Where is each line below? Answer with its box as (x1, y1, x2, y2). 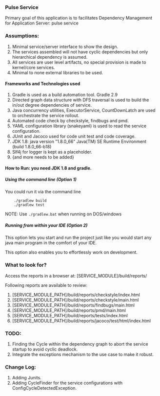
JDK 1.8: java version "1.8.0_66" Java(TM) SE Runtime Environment (12, 139, 147, 144)
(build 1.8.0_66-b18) (12, 143, 52, 149)
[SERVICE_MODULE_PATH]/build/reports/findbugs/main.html (12, 302, 135, 308)
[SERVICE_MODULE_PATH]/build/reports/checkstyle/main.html (12, 297, 139, 303)
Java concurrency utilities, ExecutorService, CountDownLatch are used (12, 107, 156, 113)
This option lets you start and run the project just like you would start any (5, 234, 152, 241)
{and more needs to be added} (12, 154, 74, 160)
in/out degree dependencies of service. (12, 102, 92, 108)
